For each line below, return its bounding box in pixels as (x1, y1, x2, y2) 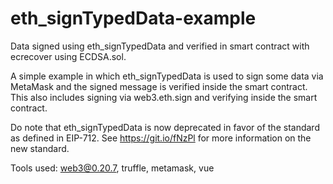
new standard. (10, 142, 70, 154)
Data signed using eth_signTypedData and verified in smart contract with (10, 40, 310, 52)
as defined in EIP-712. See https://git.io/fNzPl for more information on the (10, 132, 312, 144)
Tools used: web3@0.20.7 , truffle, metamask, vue (10, 162, 215, 174)
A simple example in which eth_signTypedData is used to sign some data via (10, 70, 324, 82)
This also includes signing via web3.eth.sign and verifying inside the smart (10, 91, 318, 103)
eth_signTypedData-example (10, 7, 257, 30)
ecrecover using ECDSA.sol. (10, 50, 127, 62)
